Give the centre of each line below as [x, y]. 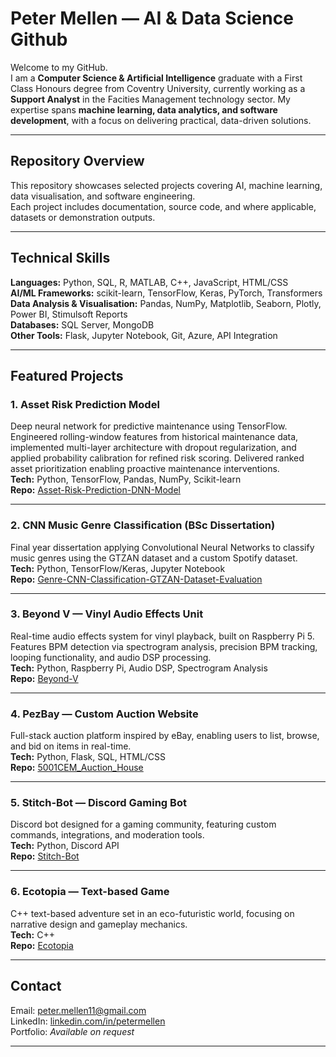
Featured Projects [67, 375]
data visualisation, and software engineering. [103, 196]
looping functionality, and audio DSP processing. [111, 657]
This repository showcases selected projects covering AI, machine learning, [166, 185]
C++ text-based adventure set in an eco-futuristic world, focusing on [152, 913]
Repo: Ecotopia [42, 945]
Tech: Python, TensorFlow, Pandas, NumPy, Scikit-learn [126, 479]
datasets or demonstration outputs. [83, 217]
